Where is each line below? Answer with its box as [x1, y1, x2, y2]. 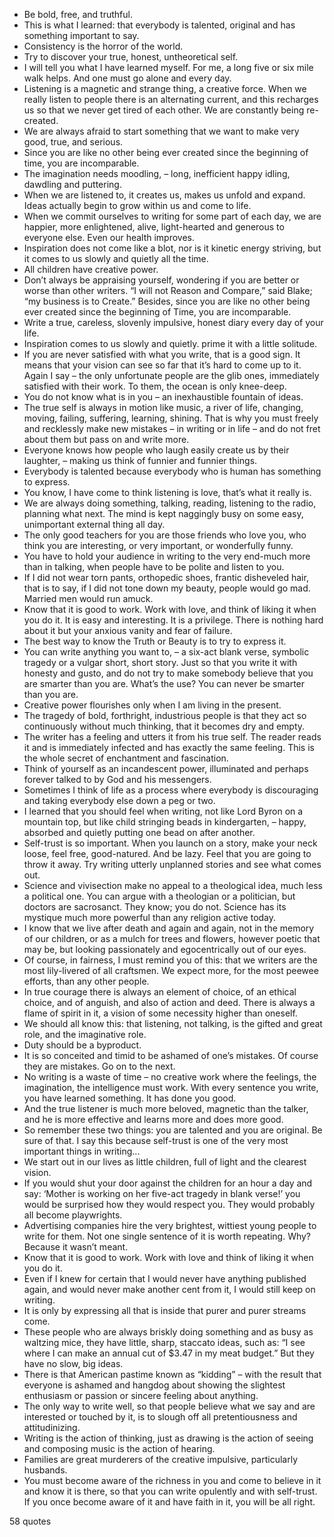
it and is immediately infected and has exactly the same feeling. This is [23, 742, 315, 753]
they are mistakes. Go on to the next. [23, 1060, 176, 1072]
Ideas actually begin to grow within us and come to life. [23, 200, 252, 211]
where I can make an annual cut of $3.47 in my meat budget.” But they [23, 1347, 315, 1359]
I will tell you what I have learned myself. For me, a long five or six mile [23, 62, 314, 73]
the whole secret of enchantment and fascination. [23, 752, 229, 764]
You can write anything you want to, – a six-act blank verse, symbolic [23, 646, 310, 658]
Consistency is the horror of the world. [23, 40, 184, 52]
